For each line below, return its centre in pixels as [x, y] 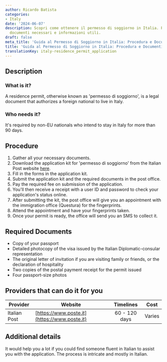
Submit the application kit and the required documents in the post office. [86, 179]
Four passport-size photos [40, 275]
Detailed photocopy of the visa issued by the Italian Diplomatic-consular [86, 249]
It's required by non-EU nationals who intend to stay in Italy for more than [80, 125]
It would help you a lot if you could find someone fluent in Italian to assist [80, 349]
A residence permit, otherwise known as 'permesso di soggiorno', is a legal [82, 96]
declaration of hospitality [38, 265]
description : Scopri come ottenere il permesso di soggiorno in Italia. [82, 28]
